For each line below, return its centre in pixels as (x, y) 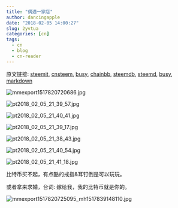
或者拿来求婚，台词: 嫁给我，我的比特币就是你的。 (68, 186)
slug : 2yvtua (22, 28)
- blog (20, 51)
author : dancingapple (33, 17)
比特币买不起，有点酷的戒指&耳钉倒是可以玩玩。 (66, 174)
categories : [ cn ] (28, 34)
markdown (19, 81)
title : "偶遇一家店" (29, 12)
